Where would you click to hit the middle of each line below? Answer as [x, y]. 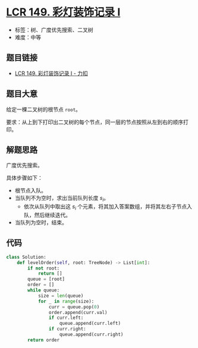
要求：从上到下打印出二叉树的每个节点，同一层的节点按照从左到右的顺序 [95, 122]
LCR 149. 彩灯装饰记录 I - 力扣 [51, 73]
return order [44, 340]
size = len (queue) [61, 296]
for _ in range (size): [66, 301]
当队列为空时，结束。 [41, 222]
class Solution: [26, 257]
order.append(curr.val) [78, 312]
